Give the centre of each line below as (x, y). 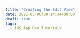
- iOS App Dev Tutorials (36, 28)
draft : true (18, 19)
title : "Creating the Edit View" (40, 10)
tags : (11, 23)
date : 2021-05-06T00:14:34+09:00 (40, 14)
